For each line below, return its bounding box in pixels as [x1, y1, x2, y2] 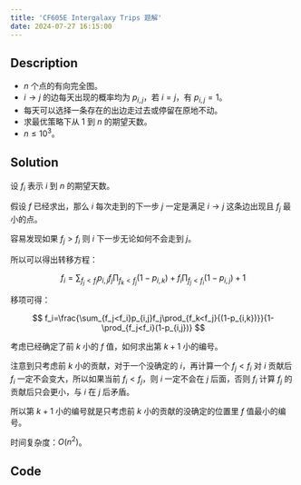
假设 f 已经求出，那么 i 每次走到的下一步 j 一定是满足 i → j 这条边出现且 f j [10, 201, 282, 214]
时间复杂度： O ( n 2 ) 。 [10, 435, 87, 448]
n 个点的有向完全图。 [23, 81, 103, 92]
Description [10, 55, 78, 71]
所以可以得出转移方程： [10, 253, 98, 264]
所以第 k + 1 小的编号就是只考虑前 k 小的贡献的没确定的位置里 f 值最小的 [10, 405, 279, 416]
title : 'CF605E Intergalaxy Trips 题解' [10, 13, 162, 23]
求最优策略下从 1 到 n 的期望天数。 [23, 116, 152, 127]
